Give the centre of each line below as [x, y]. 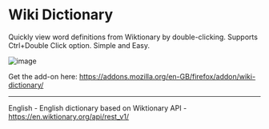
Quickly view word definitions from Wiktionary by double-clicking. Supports [133, 37]
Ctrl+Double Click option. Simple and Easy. [79, 45]
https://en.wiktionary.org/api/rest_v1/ [69, 116]
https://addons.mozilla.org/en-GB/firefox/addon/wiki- [167, 76]
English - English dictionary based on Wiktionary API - [98, 108]
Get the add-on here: [43, 76]
